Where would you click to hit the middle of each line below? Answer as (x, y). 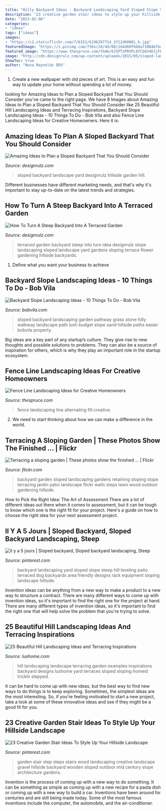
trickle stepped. (33, 676)
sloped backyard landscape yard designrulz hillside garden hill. (81, 175)
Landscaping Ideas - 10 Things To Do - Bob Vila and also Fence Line (75, 115)
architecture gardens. (39, 772)
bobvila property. (35, 330)
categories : (17, 24)
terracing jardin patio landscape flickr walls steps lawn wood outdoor (87, 485)
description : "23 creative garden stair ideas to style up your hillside (83, 14)
